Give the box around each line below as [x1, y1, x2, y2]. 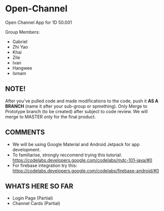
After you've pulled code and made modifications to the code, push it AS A [5, 98, 159, 104]
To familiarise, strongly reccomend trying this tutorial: [12, 152, 122, 158]
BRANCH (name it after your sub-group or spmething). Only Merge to [5, 103, 148, 109]
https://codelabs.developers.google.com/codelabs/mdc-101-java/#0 [12, 157, 153, 163]
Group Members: [5, 29, 40, 35]
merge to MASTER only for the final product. [5, 114, 96, 120]
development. [12, 146, 41, 152]
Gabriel [12, 38, 28, 45]
